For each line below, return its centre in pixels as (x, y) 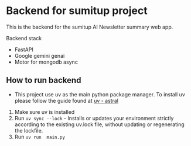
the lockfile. (29, 130)
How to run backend (44, 80)
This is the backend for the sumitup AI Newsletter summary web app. (90, 27)
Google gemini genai (40, 55)
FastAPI (24, 49)
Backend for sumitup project (77, 11)
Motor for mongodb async (46, 62)
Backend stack (24, 38)
